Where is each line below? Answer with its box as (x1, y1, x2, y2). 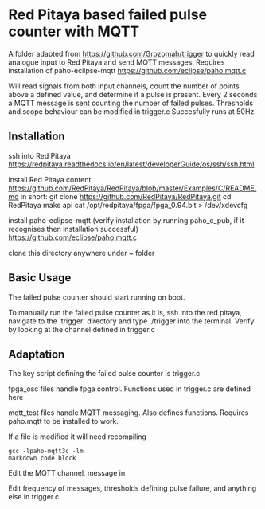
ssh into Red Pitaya (8, 151, 72, 160)
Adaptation (8, 347, 65, 361)
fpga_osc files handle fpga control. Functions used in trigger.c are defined (8, 384, 251, 393)
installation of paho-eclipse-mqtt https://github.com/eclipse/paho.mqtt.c (8, 65, 247, 75)
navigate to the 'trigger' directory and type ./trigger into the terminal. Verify (8, 316, 255, 326)
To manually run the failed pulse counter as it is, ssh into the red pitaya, (8, 307, 242, 317)
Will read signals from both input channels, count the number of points (8, 81, 240, 91)
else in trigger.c (8, 492, 60, 502)
